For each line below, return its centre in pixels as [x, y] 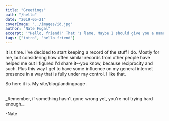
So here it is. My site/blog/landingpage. [46, 83]
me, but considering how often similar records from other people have [78, 57]
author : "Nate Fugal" [28, 29]
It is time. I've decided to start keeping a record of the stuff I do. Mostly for [82, 52]
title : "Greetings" [26, 10]
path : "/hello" [21, 15]
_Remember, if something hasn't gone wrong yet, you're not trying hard [79, 98]
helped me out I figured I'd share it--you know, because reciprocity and [79, 63]
